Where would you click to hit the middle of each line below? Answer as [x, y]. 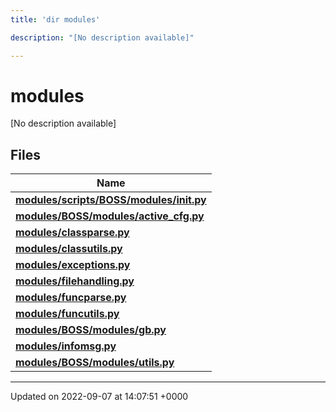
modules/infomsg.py [66, 346]
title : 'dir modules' [55, 19]
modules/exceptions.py [73, 265]
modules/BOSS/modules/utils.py [95, 363]
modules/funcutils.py [67, 314]
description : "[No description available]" [102, 37]
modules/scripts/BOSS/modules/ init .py [111, 200]
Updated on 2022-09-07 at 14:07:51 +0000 [99, 397]
